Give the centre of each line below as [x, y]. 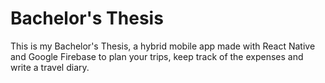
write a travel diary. [50, 67]
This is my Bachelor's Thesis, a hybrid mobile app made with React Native [163, 46]
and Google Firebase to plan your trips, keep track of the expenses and [157, 56]
